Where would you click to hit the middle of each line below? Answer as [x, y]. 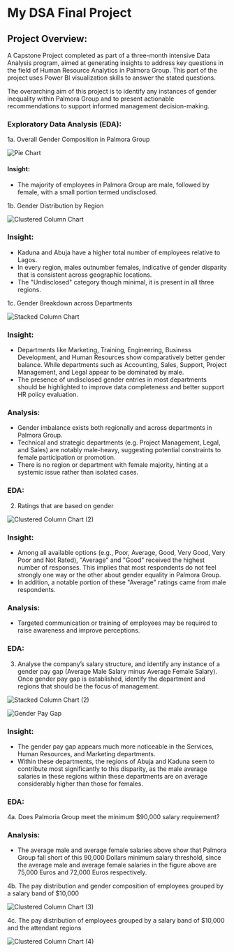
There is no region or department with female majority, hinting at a [112, 465]
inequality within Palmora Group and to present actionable [91, 99]
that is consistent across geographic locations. [85, 275]
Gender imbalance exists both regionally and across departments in [115, 428]
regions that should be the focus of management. [88, 686]
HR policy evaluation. [48, 395]
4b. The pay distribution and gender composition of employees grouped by [115, 886]
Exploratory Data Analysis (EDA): [65, 124]
